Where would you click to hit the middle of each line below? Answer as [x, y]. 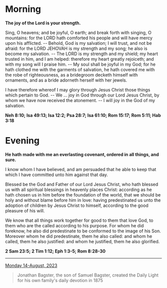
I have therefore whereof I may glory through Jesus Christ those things [78, 90]
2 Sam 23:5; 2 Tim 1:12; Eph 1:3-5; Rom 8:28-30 [55, 251]
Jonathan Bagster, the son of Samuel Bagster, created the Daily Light [88, 275]
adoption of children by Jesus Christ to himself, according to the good [77, 205]
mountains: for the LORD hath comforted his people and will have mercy [79, 38]
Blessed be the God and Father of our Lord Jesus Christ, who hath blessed [82, 184]
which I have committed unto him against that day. [57, 175]
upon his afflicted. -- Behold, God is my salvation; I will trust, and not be [79, 43]
